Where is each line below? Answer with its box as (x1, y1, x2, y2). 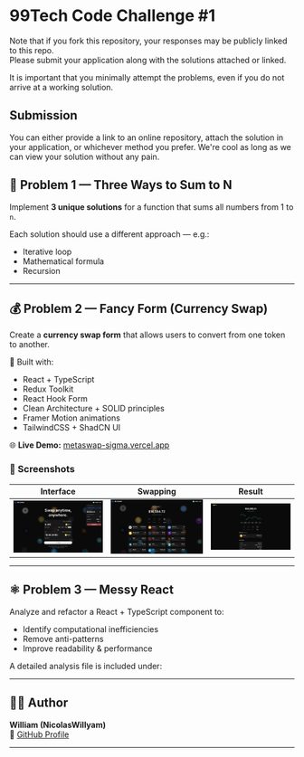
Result (238, 486, 264, 497)
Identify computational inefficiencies (22, 623, 159, 634)
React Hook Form (22, 393, 88, 404)
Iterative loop (22, 246, 72, 257)
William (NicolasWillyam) (9, 719, 107, 730)
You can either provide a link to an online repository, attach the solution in (9, 132, 284, 143)
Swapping (137, 486, 176, 497)
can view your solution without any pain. (9, 151, 160, 162)
